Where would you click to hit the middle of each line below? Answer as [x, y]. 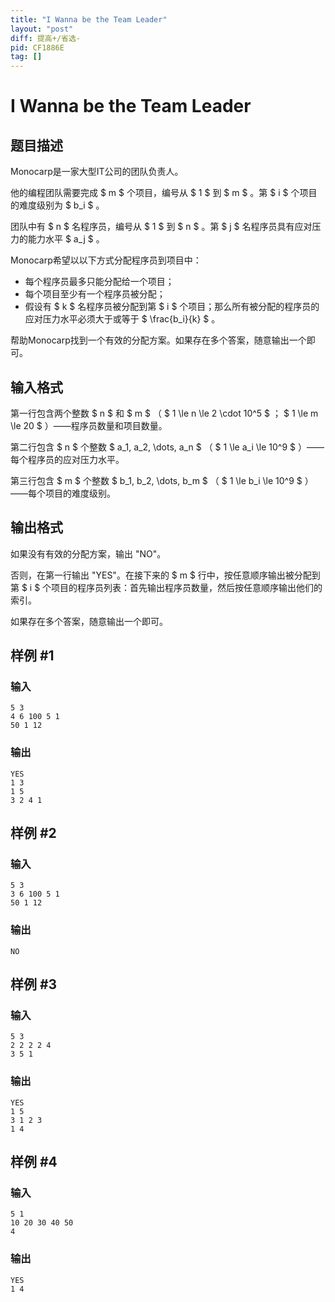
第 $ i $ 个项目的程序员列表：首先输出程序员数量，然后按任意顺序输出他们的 [166, 587]
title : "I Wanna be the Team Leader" [89, 19]
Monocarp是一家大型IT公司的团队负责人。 [97, 172]
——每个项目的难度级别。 [63, 493]
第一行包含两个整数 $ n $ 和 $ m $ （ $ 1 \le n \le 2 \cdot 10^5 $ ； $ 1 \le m [164, 413]
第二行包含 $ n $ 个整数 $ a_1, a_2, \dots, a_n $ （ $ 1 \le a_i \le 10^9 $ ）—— [167, 447]
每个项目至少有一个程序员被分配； [95, 294]
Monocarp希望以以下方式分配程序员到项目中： [106, 260]
